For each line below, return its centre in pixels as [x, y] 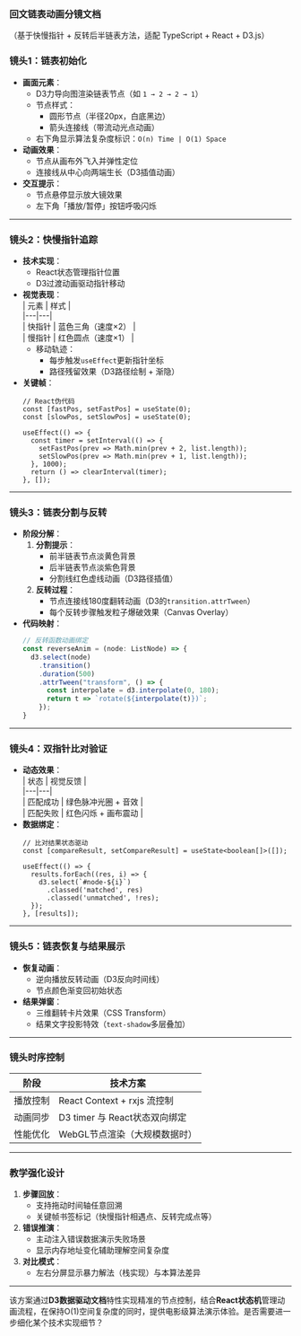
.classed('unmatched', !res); [103, 898]
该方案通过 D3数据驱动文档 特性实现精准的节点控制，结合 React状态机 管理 [143, 1300]
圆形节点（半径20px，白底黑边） [109, 116]
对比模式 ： [42, 1261]
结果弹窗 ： [42, 1001]
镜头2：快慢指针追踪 [54, 240]
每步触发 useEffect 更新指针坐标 [106, 360]
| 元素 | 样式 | [47, 305]
